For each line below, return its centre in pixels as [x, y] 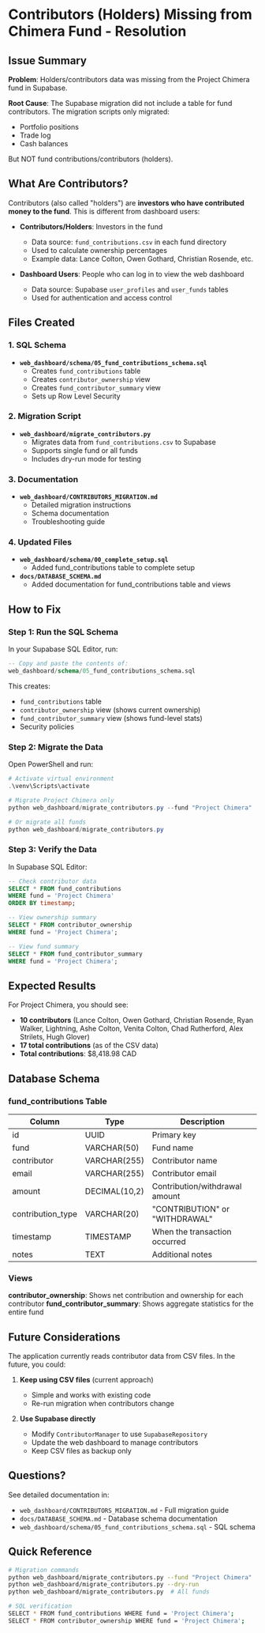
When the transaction [192, 1231]
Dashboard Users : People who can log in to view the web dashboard [132, 273]
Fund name [173, 1148]
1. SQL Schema [37, 345]
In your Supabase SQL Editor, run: [63, 649]
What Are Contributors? [68, 184]
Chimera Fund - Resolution [97, 31]
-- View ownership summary [52, 918]
